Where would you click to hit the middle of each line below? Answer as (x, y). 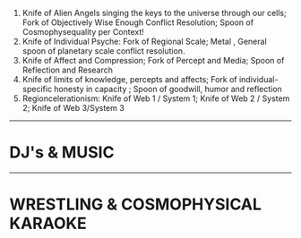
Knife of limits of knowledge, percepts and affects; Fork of (129, 79)
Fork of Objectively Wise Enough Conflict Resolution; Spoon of (138, 22)
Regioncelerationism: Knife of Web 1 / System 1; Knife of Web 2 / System (156, 98)
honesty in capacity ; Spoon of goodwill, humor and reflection (168, 89)
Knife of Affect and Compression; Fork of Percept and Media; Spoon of (153, 60)
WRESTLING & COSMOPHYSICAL (136, 204)
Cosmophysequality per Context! (83, 32)
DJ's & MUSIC (62, 153)
